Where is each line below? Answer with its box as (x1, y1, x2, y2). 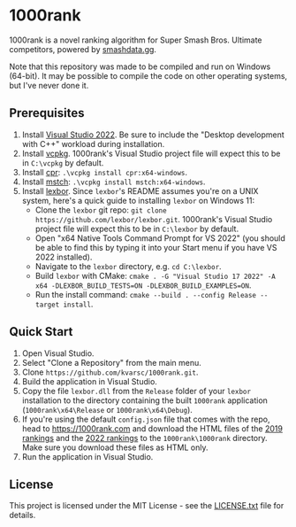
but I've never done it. (9, 80, 89, 90)
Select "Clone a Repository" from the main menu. (21, 357, 201, 368)
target (34, 300, 60, 309)
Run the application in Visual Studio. (21, 451, 154, 461)
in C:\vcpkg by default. (21, 157, 104, 168)
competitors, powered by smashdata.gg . (9, 43, 157, 54)
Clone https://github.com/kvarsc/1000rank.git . (21, 367, 199, 377)
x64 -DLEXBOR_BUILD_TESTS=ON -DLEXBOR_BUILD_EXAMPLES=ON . (34, 280, 252, 291)
